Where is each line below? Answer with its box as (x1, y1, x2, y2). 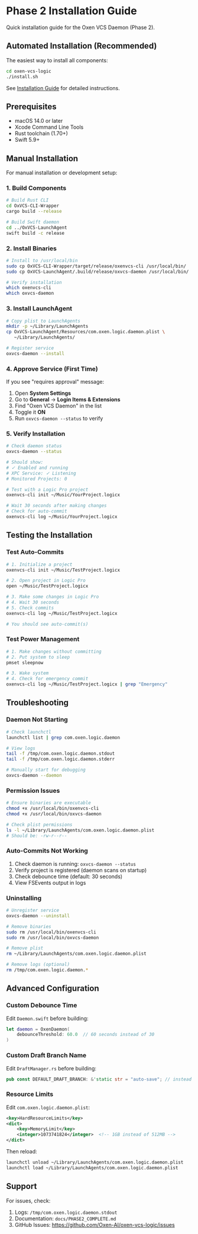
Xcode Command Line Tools (14, 123, 84, 131)
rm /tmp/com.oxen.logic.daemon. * (6, 967, 89, 973)
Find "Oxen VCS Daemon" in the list (14, 402, 102, 410)
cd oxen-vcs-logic (6, 68, 51, 74)
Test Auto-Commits (6, 548, 64, 556)
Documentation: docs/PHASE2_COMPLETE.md (14, 1214, 116, 1222)
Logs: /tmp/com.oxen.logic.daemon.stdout (14, 1209, 118, 1216)
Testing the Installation (6, 530, 93, 540)
